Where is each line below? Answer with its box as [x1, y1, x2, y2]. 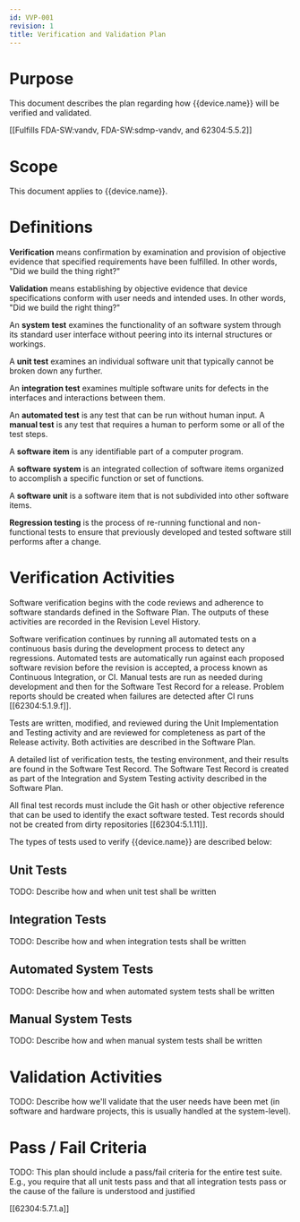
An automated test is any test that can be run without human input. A [9, 409, 266, 421]
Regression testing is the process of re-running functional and [9, 517, 242, 529]
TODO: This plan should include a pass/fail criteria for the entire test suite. [9, 1166, 283, 1178]
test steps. [9, 429, 48, 440]
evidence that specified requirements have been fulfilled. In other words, [9, 256, 278, 267]
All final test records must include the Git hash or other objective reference [9, 800, 285, 811]
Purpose [9, 68, 74, 89]
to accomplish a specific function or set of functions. [9, 473, 204, 484]
